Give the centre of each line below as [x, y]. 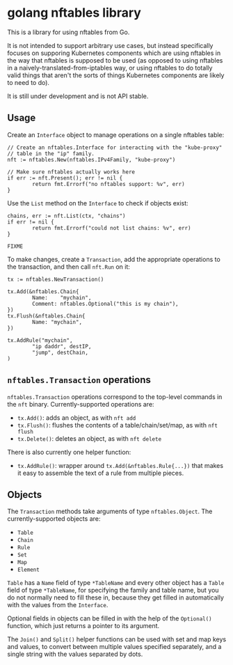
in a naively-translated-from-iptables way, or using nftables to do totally [110, 68]
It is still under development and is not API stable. [78, 96]
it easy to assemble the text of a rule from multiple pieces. [101, 473]
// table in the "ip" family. [51, 154]
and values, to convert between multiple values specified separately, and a [114, 647]
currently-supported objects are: [54, 519]
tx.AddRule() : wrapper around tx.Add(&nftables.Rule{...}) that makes [120, 465]
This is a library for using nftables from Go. [69, 32]
